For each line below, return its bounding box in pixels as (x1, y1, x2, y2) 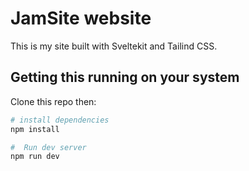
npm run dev (10, 152, 60, 162)
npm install (10, 124, 60, 134)
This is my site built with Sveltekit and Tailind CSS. (10, 40, 218, 52)
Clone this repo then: (10, 95, 97, 107)
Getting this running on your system (10, 69, 240, 86)
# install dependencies (10, 115, 110, 125)
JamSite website (10, 7, 152, 30)
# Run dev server (10, 142, 87, 152)
